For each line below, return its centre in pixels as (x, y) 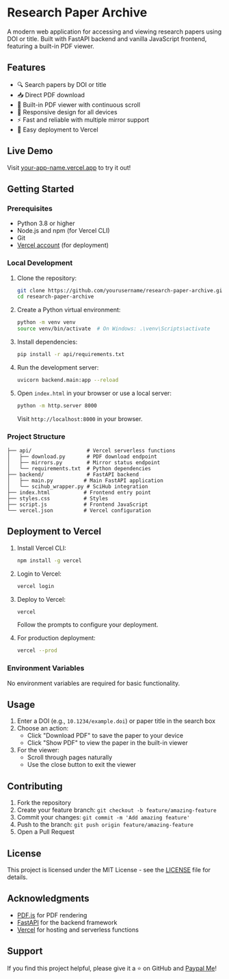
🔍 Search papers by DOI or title (62, 84)
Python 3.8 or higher (46, 223)
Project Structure (36, 436)
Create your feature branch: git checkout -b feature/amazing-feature (117, 810)
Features (26, 67)
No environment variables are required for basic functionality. (94, 683)
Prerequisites (30, 208)
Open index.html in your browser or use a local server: (94, 393)
